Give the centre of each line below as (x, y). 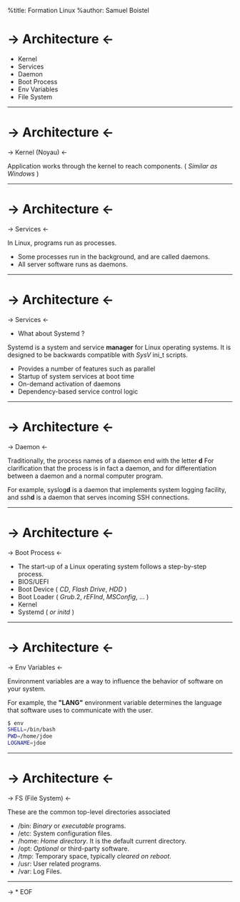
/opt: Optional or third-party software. (74, 848)
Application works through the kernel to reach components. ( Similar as (112, 166)
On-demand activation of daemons (69, 384)
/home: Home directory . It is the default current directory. (102, 841)
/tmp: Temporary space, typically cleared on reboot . (94, 856)
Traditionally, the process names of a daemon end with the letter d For (111, 461)
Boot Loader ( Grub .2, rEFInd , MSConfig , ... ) (83, 596)
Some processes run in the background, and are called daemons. (114, 256)
